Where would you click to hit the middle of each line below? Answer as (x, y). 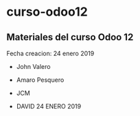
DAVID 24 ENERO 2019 (49, 106)
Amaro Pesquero (40, 80)
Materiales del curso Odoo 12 (70, 37)
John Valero (33, 67)
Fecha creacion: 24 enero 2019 (50, 53)
